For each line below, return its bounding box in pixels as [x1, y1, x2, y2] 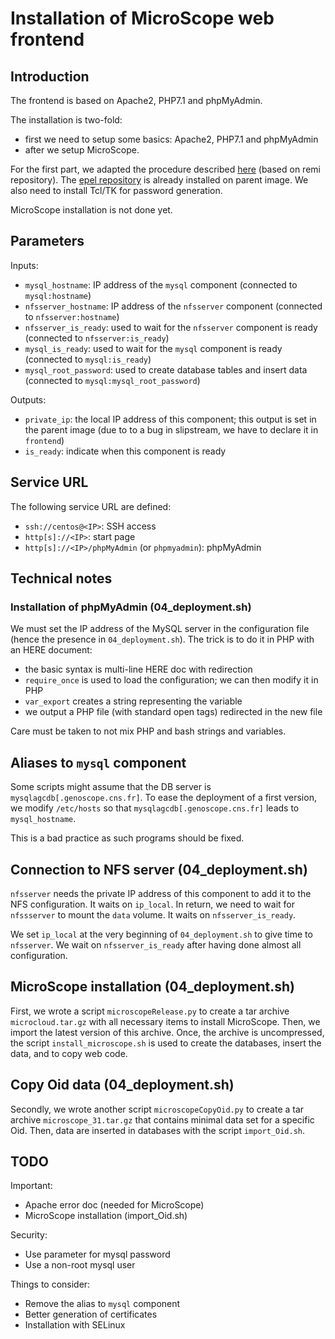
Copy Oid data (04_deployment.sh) [10, 1077, 235, 1094]
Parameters [10, 233, 85, 250]
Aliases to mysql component [10, 754, 187, 771]
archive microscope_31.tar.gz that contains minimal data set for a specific [10, 1113, 315, 1126]
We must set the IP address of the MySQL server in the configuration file [10, 623, 310, 635]
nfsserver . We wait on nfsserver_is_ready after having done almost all [10, 938, 302, 951]
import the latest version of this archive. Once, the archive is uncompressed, [10, 1026, 325, 1038]
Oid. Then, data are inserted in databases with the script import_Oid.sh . [10, 1124, 306, 1136]
